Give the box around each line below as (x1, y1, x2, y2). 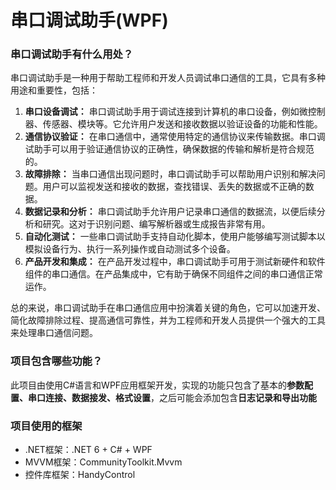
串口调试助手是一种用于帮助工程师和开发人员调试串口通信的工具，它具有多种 (10, 72, 326, 84)
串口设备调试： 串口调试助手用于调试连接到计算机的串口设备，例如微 (24, 106, 308, 118)
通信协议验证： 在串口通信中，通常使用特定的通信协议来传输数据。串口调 (24, 131, 326, 143)
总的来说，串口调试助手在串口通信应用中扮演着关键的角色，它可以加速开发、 (10, 302, 326, 314)
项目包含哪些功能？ (10, 354, 103, 368)
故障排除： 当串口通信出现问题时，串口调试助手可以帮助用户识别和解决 (24, 168, 317, 180)
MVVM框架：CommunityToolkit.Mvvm (24, 456, 183, 468)
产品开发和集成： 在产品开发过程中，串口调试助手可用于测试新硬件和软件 (24, 256, 326, 268)
